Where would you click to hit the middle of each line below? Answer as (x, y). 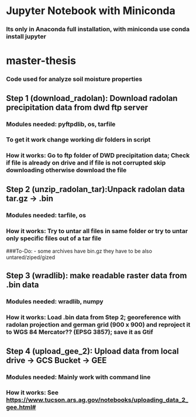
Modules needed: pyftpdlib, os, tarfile (61, 124)
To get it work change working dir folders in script (78, 140)
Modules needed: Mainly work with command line (78, 377)
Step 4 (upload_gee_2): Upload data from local (92, 351)
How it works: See (32, 393)
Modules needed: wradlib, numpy (55, 302)
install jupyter (26, 36)
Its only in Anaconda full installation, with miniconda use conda (98, 29)
